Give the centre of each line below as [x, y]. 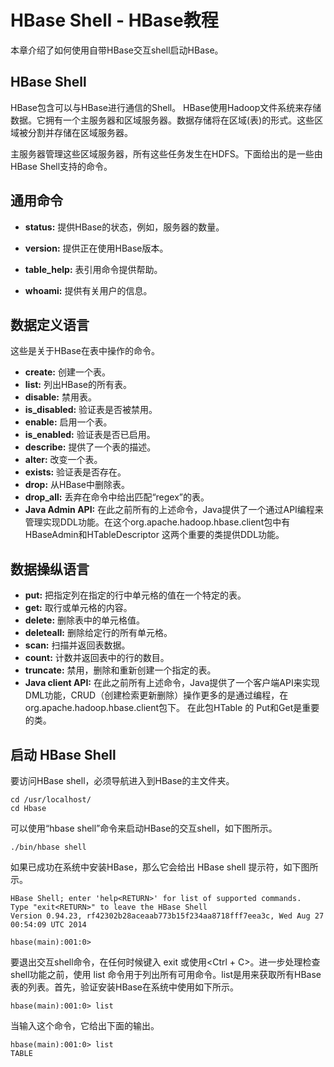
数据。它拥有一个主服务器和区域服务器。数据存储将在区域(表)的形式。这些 [162, 120]
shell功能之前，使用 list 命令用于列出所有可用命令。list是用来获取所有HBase [166, 974]
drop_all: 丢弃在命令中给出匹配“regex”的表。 [117, 497]
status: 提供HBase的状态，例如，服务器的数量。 [124, 227]
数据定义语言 [50, 324]
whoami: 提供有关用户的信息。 [88, 290]
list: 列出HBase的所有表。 [78, 385]
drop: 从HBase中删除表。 [77, 485]
